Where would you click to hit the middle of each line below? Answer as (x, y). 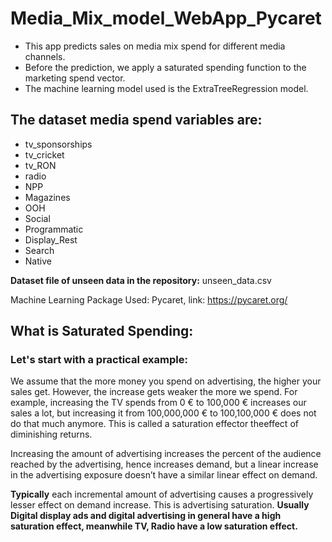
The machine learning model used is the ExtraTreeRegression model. (166, 88)
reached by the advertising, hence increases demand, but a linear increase (164, 464)
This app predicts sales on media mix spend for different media (155, 46)
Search (39, 250)
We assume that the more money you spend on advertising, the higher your (166, 381)
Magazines (47, 197)
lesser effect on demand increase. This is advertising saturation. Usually (160, 505)
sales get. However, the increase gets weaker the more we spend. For (154, 392)
